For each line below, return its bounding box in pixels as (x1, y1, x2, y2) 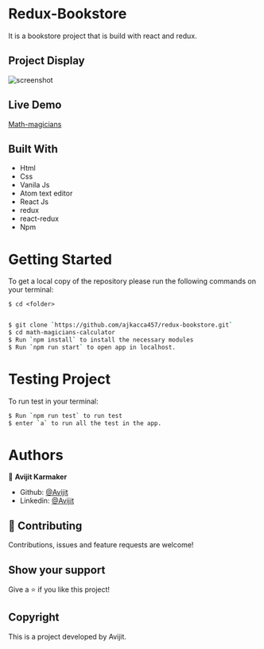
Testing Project (8, 370, 111, 388)
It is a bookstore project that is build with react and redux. (8, 31, 197, 41)
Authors (8, 446, 64, 464)
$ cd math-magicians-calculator (8, 329, 115, 337)
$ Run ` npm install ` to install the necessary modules (8, 336, 194, 344)
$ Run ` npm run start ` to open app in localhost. (8, 343, 177, 351)
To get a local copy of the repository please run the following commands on (8, 276, 257, 286)
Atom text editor (19, 188, 73, 199)
